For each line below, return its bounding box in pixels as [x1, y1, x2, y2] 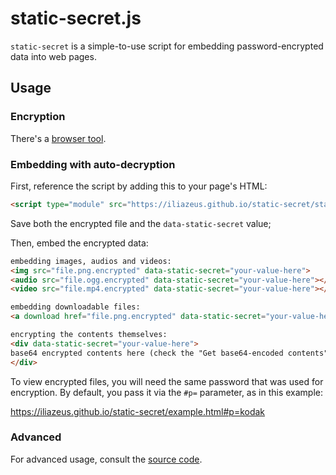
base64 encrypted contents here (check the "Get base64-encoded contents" [10, 348, 329, 358]
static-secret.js [10, 7, 142, 30]
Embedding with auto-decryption [10, 157, 176, 171]
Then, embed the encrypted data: [10, 237, 149, 249]
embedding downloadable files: [10, 302, 141, 312]
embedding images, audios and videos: [10, 256, 172, 266]
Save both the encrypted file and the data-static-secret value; [10, 217, 272, 229]
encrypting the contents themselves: [10, 330, 168, 340]
